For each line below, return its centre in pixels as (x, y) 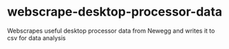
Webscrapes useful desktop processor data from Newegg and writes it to (111, 31)
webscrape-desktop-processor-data (115, 12)
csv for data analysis (36, 37)
